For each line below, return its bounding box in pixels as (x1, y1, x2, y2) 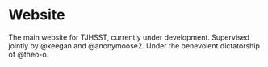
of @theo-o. (8, 49, 49, 59)
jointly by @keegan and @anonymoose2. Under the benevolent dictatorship (8, 40, 261, 50)
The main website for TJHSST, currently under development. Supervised (8, 32, 250, 42)
